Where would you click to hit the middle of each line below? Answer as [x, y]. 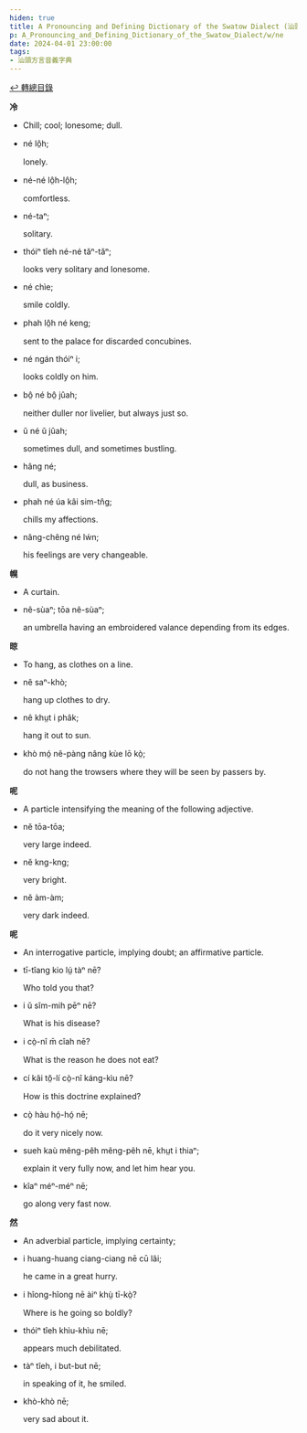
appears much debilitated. [72, 1348]
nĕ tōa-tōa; [44, 827]
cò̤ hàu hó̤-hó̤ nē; [55, 1115]
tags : [20, 52]
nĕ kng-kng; [46, 862]
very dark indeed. [56, 915]
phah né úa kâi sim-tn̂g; [67, 502]
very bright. [44, 880]
